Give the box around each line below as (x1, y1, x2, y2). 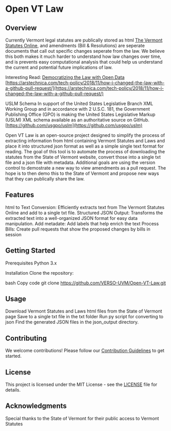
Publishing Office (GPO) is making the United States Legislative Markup (5, 111, 156, 117)
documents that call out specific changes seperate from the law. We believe (5, 48, 165, 54)
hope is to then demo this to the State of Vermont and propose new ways (5, 170, 159, 176)
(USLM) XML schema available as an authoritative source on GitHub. (5, 117, 150, 123)
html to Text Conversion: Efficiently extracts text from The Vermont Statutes (5, 204, 165, 210)
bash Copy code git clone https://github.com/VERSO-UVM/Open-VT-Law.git (5, 280, 166, 286)
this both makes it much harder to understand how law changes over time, (5, 53, 162, 59)
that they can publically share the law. (5, 176, 85, 182)
